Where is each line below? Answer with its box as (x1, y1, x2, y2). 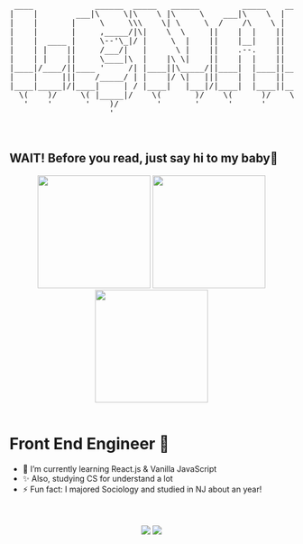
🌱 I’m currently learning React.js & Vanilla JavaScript (22, 463, 217, 474)
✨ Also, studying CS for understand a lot (22, 473, 173, 484)
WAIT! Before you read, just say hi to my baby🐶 (9, 151, 279, 166)
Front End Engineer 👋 (9, 434, 170, 454)
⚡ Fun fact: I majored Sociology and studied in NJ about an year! (22, 484, 262, 494)
